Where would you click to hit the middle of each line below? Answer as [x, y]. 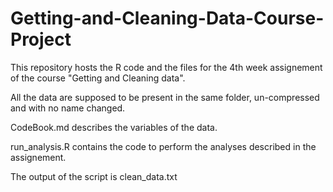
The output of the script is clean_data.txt [94, 176]
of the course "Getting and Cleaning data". [98, 78]
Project [41, 39]
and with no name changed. [68, 108]
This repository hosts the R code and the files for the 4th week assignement [166, 67]
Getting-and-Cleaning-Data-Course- [167, 18]
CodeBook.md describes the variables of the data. [114, 127]
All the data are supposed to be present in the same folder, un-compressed [165, 97]
